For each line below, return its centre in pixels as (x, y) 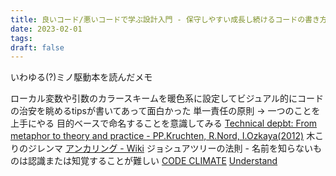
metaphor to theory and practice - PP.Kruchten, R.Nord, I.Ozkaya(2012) (157, 136)
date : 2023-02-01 (46, 29)
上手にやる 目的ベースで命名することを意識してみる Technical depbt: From (164, 123)
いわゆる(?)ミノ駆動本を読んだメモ (81, 77)
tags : (21, 38)
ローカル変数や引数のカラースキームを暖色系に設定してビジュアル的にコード (167, 98)
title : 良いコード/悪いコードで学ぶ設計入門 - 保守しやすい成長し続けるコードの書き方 (169, 19)
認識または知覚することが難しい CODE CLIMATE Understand (152, 161)
